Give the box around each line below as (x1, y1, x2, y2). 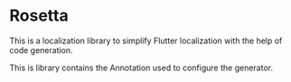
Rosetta (9, 5, 70, 26)
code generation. (9, 44, 74, 55)
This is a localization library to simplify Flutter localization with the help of (9, 35, 283, 46)
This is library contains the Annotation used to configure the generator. (9, 62, 274, 73)
